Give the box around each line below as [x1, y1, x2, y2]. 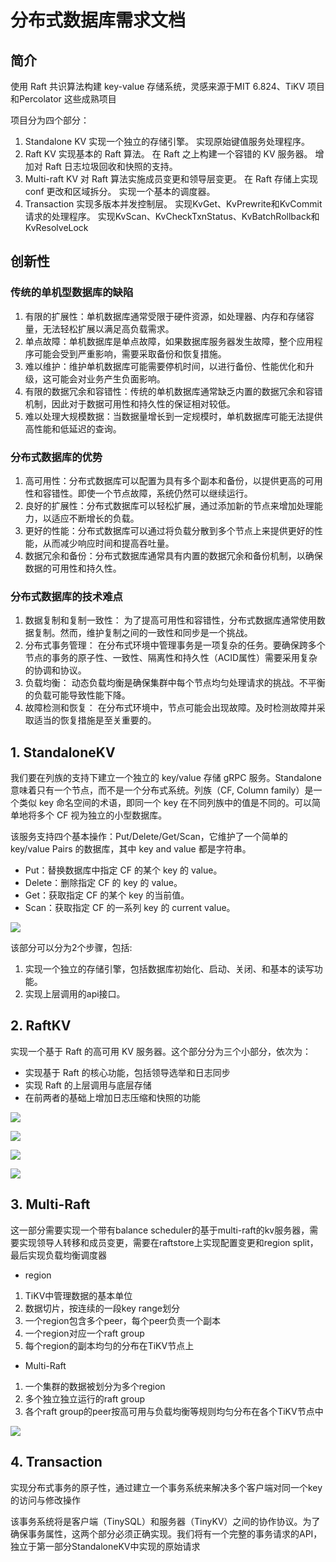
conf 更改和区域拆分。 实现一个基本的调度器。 [24, 186, 216, 197]
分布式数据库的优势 [10, 450, 103, 464]
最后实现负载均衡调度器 [10, 1249, 107, 1261]
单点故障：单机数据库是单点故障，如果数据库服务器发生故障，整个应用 [24, 335, 315, 347]
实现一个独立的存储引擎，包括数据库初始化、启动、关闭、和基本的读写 [24, 963, 315, 975]
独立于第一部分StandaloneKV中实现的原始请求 [10, 1540, 201, 1552]
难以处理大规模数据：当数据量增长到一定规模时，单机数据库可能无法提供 [24, 410, 323, 422]
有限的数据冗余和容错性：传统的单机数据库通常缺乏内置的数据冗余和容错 [24, 385, 323, 397]
